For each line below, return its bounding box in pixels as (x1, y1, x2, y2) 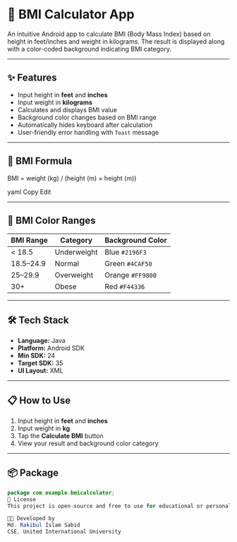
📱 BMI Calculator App (7, 6, 135, 23)
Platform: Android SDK (17, 344, 85, 352)
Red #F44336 (104, 282, 145, 291)
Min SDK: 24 (17, 351, 55, 360)
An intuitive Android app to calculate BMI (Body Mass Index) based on (7, 30, 211, 38)
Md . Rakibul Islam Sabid (7, 522, 80, 529)
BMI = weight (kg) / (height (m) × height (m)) (7, 174, 137, 182)
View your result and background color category (17, 439, 159, 447)
